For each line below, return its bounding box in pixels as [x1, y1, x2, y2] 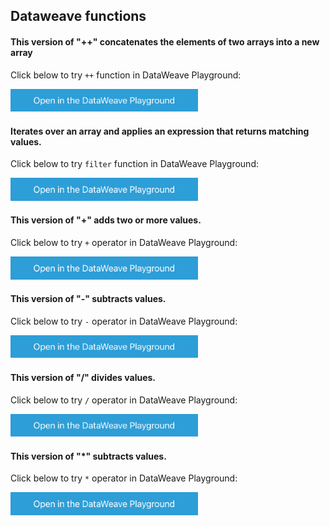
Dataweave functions [10, 8, 147, 25]
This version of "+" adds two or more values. [10, 214, 202, 226]
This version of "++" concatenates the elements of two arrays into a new [10, 35, 320, 48]
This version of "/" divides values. [10, 371, 156, 383]
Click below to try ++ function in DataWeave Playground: [10, 69, 242, 81]
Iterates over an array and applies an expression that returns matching [10, 125, 310, 137]
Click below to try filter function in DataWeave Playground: [10, 158, 260, 170]
